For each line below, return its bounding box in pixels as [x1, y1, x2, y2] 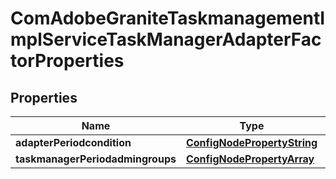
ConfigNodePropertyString [185, 136, 318, 149]
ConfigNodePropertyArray [185, 152, 315, 166]
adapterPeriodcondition [15, 136, 132, 149]
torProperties [10, 50, 125, 72]
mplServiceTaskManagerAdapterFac [10, 28, 322, 51]
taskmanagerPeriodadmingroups [15, 152, 177, 166]
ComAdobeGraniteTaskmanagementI [10, 7, 326, 30]
